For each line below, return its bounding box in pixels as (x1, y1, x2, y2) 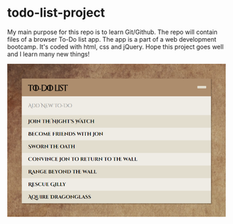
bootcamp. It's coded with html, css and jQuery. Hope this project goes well (7, 42, 224, 51)
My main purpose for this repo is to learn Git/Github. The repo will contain (7, 28, 218, 36)
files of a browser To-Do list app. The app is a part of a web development (7, 35, 217, 43)
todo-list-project (7, 5, 105, 21)
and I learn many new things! (7, 50, 90, 58)
